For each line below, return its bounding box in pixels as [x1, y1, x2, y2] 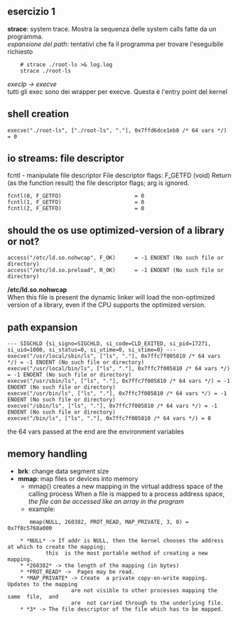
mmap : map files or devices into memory [17, 474, 139, 483]
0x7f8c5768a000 [7, 525, 53, 532]
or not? [7, 235, 40, 248]
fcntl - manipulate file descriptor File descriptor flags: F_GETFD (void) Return [7, 171, 232, 180]
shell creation [7, 108, 70, 120]
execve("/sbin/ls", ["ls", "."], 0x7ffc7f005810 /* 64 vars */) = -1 [7, 402, 218, 410]
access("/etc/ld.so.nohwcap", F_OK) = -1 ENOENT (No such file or [7, 254, 224, 262]
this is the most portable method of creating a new [45, 550, 208, 557]
